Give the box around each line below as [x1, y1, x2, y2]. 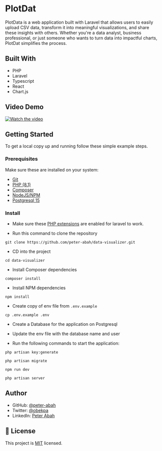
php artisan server [5, 376, 45, 381]
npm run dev [5, 367, 30, 372]
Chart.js [12, 88, 29, 94]
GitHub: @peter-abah [12, 402, 56, 408]
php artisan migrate [5, 358, 48, 363]
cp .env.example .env [5, 312, 50, 317]
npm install [5, 294, 30, 299]
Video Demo [5, 103, 44, 111]
